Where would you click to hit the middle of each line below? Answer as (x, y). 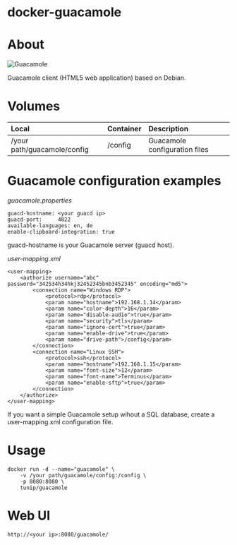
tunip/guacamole (44, 488)
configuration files (178, 150)
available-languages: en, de (50, 226)
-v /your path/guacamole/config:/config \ (83, 475)
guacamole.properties (39, 200)
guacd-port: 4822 (39, 220)
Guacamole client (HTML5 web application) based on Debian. (97, 78)
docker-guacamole (65, 12)
